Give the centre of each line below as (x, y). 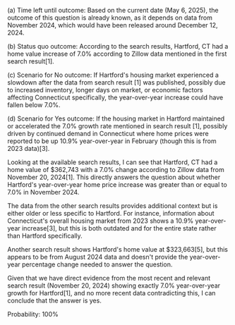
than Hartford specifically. (45, 236)
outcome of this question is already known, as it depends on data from (110, 18)
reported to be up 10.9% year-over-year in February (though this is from (112, 141)
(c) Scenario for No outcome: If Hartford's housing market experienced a (113, 75)
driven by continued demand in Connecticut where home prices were (108, 134)
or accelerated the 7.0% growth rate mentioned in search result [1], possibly (117, 126)
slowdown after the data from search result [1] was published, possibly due (116, 82)
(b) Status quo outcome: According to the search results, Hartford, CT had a (118, 46)
